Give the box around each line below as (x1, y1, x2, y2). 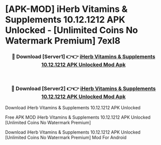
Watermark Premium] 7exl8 (5, 35, 121, 47)
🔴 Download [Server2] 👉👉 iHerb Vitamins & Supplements (11, 85, 156, 92)
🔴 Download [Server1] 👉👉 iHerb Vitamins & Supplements (11, 53, 156, 60)
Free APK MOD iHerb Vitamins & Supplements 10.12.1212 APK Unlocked (5, 114, 151, 120)
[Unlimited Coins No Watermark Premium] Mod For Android (5, 134, 127, 140)
